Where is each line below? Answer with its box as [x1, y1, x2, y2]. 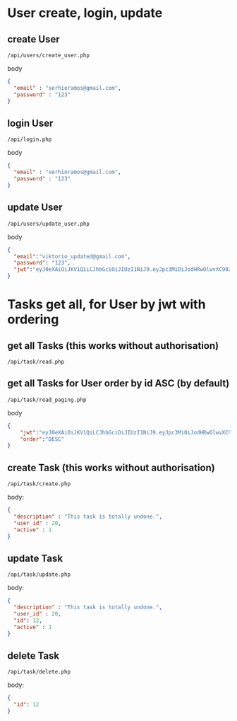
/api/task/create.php [7, 480, 71, 488]
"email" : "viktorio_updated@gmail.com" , [13, 253, 131, 260]
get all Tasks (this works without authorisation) [7, 340, 219, 352]
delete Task [7, 650, 60, 662]
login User [7, 117, 54, 129]
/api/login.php [7, 136, 52, 143]
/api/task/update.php [7, 571, 71, 578]
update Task [7, 552, 63, 564]
